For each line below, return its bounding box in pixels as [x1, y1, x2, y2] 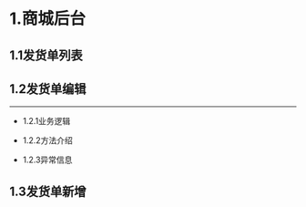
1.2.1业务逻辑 [22, 116, 71, 127]
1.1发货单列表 [9, 47, 84, 63]
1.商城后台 [9, 8, 87, 29]
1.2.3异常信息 [22, 154, 73, 165]
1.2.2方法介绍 [22, 135, 73, 146]
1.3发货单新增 [9, 183, 87, 199]
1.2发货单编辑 [9, 81, 87, 97]
